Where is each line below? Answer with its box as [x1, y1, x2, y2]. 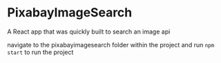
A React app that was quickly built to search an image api [7, 27, 171, 36]
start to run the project [7, 48, 74, 56]
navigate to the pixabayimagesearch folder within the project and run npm [7, 40, 215, 49]
